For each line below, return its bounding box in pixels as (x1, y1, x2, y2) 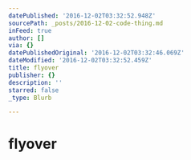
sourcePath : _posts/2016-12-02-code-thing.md (8, 19, 163, 27)
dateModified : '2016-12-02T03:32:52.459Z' (8, 57, 152, 65)
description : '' (8, 78, 63, 86)
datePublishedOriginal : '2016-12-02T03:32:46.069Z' (8, 49, 185, 57)
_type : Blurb (8, 94, 52, 102)
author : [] (8, 34, 45, 42)
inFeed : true (8, 26, 52, 34)
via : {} (8, 42, 35, 50)
